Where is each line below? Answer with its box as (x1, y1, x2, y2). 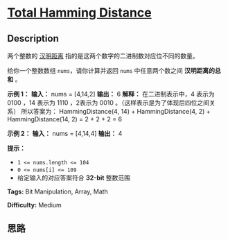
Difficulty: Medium (7, 201, 62, 209)
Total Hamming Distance (7, 5, 152, 21)
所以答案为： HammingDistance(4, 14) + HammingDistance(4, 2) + (20, 108, 211, 115)
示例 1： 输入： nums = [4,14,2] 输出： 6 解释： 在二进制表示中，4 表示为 (7, 90, 215, 98)
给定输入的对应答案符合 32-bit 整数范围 (17, 173, 130, 182)
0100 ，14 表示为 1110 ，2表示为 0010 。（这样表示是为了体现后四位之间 (7, 98, 210, 107)
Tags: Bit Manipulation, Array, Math (7, 187, 109, 196)
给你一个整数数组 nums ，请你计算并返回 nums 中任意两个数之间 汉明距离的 (7, 67, 216, 74)
